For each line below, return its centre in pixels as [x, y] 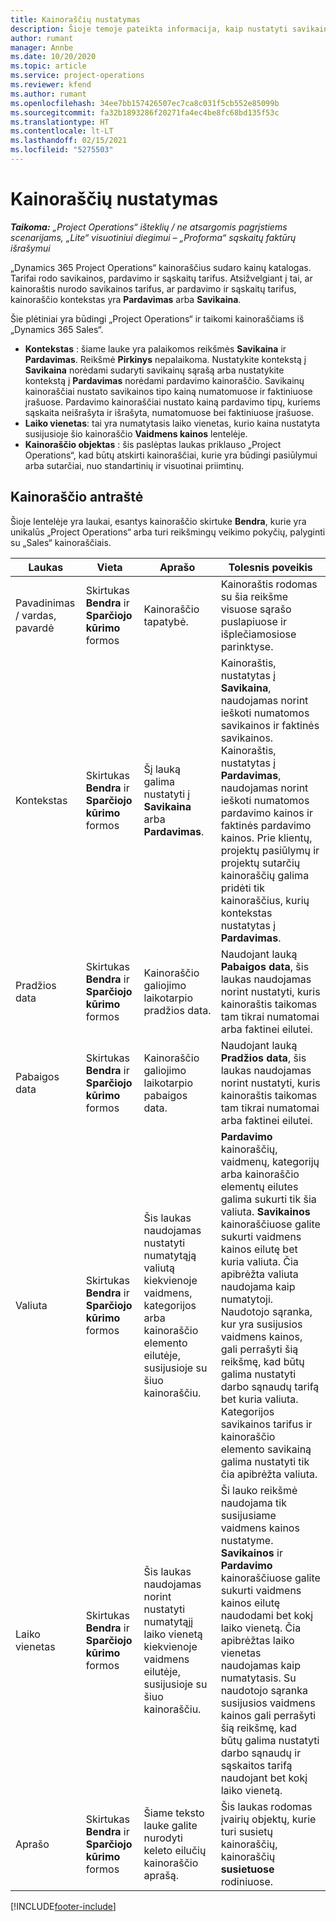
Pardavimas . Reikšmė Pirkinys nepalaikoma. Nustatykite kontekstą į [165, 359]
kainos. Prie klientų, [266, 838]
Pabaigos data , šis [265, 966]
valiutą [159, 1268]
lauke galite [170, 1825]
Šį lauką [162, 769]
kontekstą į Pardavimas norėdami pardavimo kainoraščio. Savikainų [164, 380]
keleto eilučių [175, 1850]
